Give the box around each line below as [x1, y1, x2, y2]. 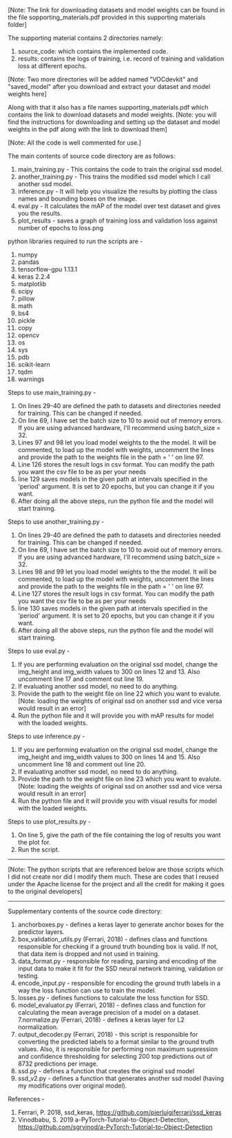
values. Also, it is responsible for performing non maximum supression [17, 1045, 218, 1053]
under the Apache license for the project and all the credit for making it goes [8, 880, 224, 888]
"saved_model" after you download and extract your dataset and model [8, 83, 211, 90]
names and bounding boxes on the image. [17, 194, 137, 203]
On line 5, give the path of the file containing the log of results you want [17, 831, 221, 839]
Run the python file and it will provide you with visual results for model [17, 797, 218, 805]
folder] [8, 21, 27, 28]
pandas [17, 258, 40, 266]
